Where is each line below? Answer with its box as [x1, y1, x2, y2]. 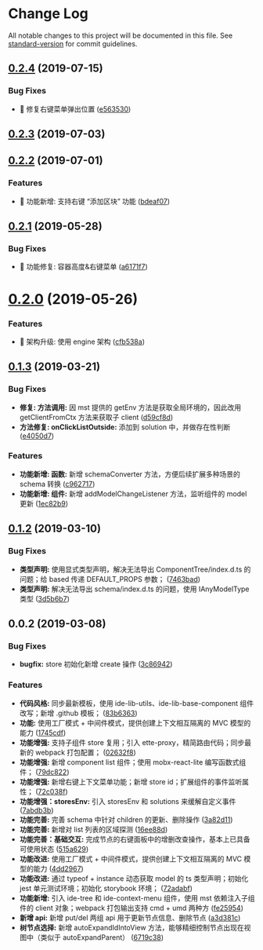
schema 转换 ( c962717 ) [19, 479, 95, 488]
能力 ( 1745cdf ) [19, 728, 67, 737]
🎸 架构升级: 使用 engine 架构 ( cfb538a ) [19, 337, 145, 346]
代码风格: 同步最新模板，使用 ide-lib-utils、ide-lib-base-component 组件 [19, 698, 254, 707]
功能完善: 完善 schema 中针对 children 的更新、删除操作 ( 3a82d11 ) [19, 814, 233, 824]
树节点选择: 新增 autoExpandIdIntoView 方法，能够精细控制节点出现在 [19, 923, 244, 932]
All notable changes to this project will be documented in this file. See [8, 31, 233, 40]
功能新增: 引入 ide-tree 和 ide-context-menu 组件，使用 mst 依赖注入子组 [19, 893, 255, 903]
